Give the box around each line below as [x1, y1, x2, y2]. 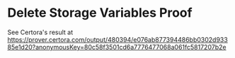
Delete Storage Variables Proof [7, 5, 193, 21]
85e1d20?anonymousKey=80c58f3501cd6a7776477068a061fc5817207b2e [7, 43, 227, 51]
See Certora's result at [7, 28, 74, 36]
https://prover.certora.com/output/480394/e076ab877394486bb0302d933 [7, 35, 228, 43]
